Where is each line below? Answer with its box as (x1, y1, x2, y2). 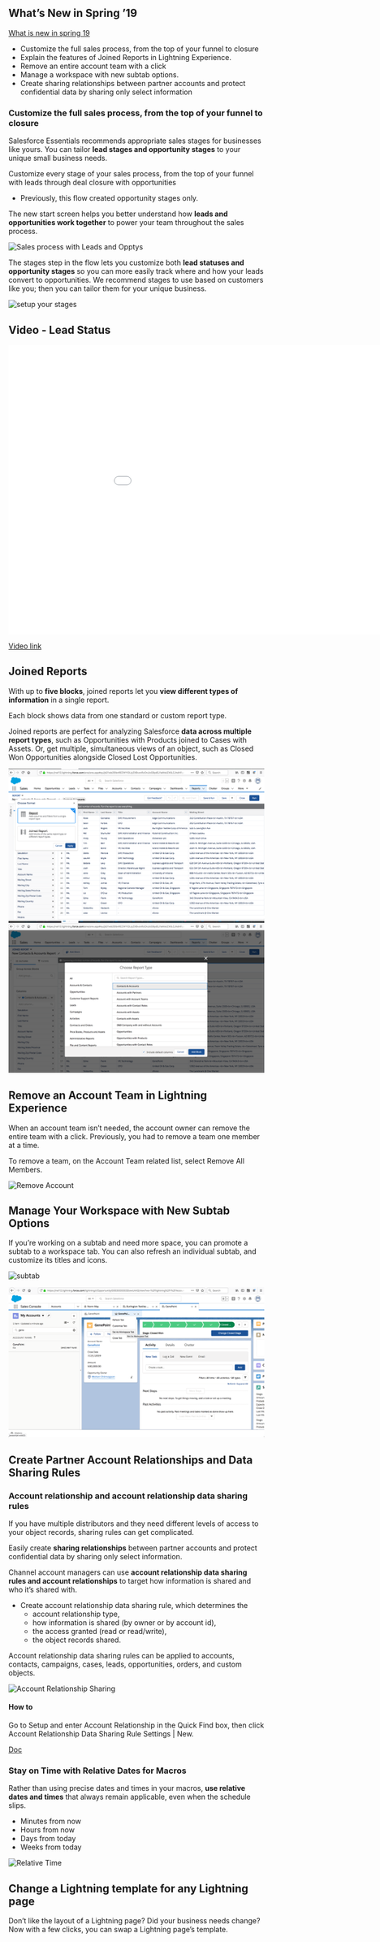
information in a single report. (8, 695, 110, 704)
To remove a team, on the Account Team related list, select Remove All (8, 1155, 245, 1165)
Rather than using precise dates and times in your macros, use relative (8, 1784, 246, 1793)
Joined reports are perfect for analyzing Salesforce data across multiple (8, 726, 252, 736)
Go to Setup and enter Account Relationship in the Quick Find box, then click (8, 1720, 265, 1730)
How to (8, 1702, 33, 1712)
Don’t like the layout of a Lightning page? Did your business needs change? (8, 1916, 261, 1926)
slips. (8, 1801, 27, 1810)
